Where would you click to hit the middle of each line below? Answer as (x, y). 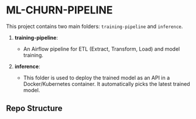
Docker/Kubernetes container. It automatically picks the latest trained (106, 84)
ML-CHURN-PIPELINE (59, 10)
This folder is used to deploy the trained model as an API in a (97, 78)
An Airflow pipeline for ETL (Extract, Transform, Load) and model (102, 49)
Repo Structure (34, 108)
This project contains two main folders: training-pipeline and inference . (94, 26)
